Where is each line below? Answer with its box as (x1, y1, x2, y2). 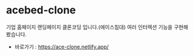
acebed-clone (6, 3, 76, 17)
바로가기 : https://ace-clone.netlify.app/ (14, 43, 109, 50)
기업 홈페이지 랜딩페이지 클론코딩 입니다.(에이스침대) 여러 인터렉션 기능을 (6, 23, 173, 30)
